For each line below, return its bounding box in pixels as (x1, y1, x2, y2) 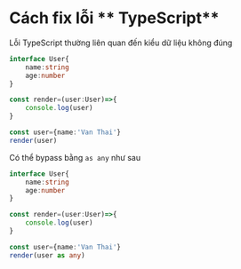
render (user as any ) (9, 250, 86, 260)
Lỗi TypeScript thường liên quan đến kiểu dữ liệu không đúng (9, 37, 233, 48)
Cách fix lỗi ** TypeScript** (9, 8, 220, 28)
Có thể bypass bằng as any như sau (9, 152, 141, 162)
